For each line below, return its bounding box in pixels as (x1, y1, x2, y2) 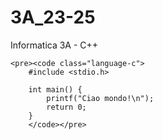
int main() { (28, 84, 83, 95)
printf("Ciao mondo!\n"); (46, 93, 155, 103)
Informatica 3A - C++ (10, 39, 99, 51)
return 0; (46, 102, 87, 112)
